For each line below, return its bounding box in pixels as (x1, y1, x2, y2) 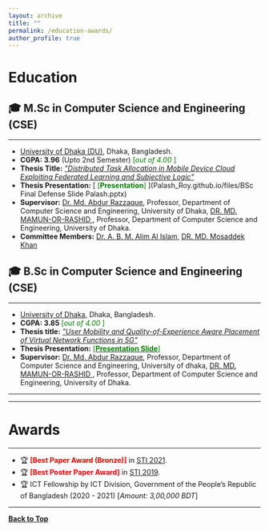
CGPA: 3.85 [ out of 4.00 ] (19, 318, 106, 328)
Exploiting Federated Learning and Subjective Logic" (19, 172, 195, 182)
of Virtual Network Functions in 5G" (19, 336, 139, 345)
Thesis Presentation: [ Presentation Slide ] (19, 344, 161, 353)
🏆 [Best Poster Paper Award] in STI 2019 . (19, 468, 161, 477)
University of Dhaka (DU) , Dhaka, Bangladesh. (19, 147, 173, 156)
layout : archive (8, 11, 62, 20)
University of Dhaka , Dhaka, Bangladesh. (19, 310, 155, 320)
